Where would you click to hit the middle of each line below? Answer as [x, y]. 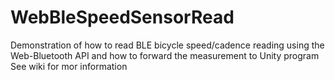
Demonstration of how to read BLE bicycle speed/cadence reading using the [167, 45]
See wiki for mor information [69, 66]
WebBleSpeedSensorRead [122, 17]
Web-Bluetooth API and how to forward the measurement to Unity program [165, 55]
